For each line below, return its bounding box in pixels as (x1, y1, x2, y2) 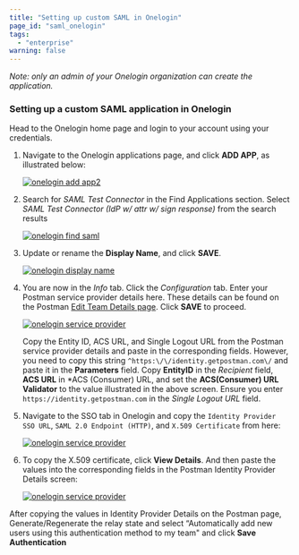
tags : (9, 30, 30, 38)
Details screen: (21, 474, 78, 484)
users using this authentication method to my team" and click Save (9, 527, 257, 538)
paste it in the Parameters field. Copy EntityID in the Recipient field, (21, 364, 274, 376)
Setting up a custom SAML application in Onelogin (9, 103, 232, 115)
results (21, 213, 48, 224)
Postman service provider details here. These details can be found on (21, 292, 279, 303)
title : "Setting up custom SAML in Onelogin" (9, 13, 182, 22)
